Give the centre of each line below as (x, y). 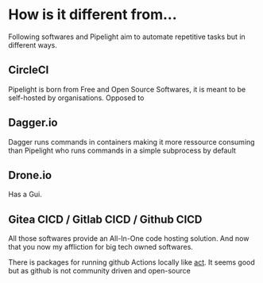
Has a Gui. (25, 194)
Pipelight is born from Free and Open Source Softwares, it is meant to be (127, 89)
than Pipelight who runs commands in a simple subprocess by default (122, 150)
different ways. (33, 45)
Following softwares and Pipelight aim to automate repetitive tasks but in (127, 37)
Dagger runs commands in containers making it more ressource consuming (132, 141)
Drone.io (30, 175)
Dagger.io (33, 123)
